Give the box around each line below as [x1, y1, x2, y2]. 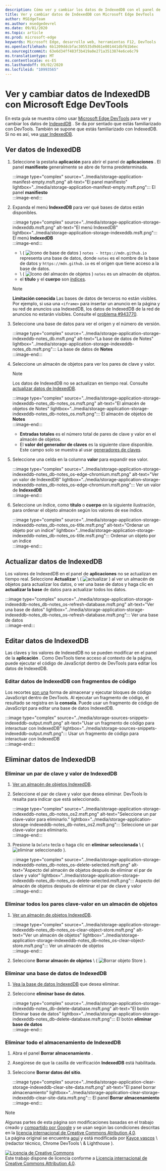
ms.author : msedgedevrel [5, 21, 56, 26]
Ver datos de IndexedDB [5, 146, 81, 154]
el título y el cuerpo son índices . [19, 276, 87, 282]
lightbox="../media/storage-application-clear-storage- [49, 1090, 160, 1096]
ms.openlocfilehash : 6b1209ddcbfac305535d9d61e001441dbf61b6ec [5, 44, 139, 49]
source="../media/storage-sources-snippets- [56, 715, 150, 721]
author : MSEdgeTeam [5, 16, 46, 21]
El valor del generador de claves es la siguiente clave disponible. [19, 442, 154, 447]
